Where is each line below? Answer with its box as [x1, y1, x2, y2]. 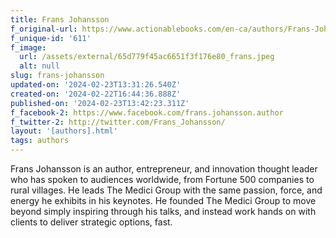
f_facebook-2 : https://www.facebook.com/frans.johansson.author [10, 107, 284, 118]
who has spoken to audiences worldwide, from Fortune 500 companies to [10, 174, 315, 185]
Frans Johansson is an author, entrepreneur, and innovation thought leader [10, 163, 318, 175]
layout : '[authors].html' [10, 126, 118, 136]
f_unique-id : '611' [10, 33, 92, 43]
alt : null [19, 61, 60, 71]
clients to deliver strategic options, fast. [10, 216, 173, 228]
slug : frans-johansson [10, 71, 105, 81]
